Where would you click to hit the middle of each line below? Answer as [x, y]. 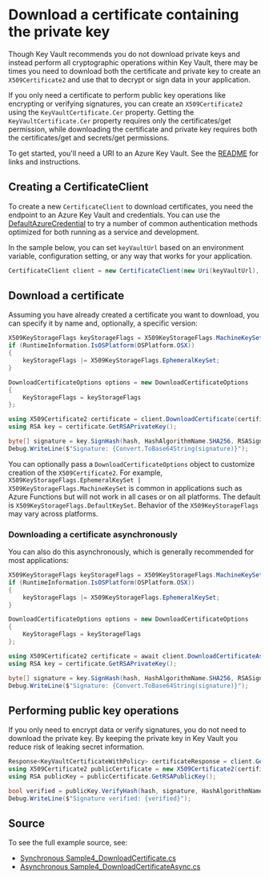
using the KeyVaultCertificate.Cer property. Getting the [101, 112]
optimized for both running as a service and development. [104, 232]
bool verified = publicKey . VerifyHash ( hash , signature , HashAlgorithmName [136, 791]
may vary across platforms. [53, 513]
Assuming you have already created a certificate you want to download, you [134, 315]
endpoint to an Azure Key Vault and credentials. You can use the [114, 215]
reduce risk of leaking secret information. [76, 747]
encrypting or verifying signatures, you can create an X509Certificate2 [126, 103]
